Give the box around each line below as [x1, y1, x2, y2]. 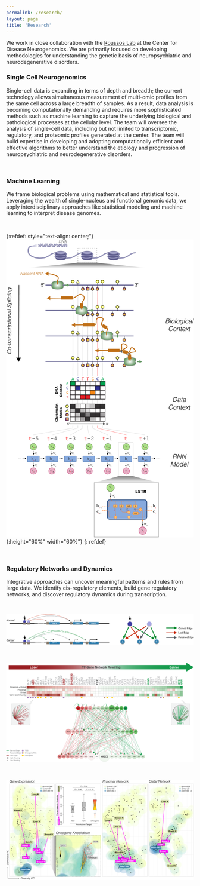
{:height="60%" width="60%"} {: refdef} [6, 538, 107, 545]
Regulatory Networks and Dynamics [6, 565, 113, 573]
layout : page [6, 16, 39, 22]
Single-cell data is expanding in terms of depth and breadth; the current [6, 87, 183, 94]
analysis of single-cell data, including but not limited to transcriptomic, [6, 125, 179, 132]
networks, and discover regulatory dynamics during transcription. [6, 590, 167, 597]
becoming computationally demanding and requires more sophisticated [6, 106, 182, 113]
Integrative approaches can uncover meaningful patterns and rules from [6, 578, 183, 585]
